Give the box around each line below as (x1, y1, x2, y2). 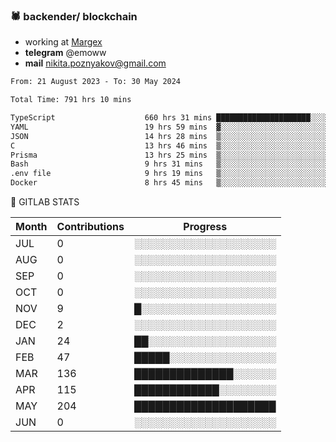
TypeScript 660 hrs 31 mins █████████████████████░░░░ (10, 113, 329, 123)
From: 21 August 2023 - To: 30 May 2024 (10, 77, 182, 87)
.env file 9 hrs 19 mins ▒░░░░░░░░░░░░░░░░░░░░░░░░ (10, 169, 329, 179)
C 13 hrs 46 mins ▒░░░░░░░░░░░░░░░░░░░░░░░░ (10, 140, 329, 151)
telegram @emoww (24, 47, 107, 59)
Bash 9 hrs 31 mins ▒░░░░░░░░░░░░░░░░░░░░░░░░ (10, 159, 329, 169)
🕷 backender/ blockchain (10, 9, 138, 23)
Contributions (56, 220, 125, 234)
